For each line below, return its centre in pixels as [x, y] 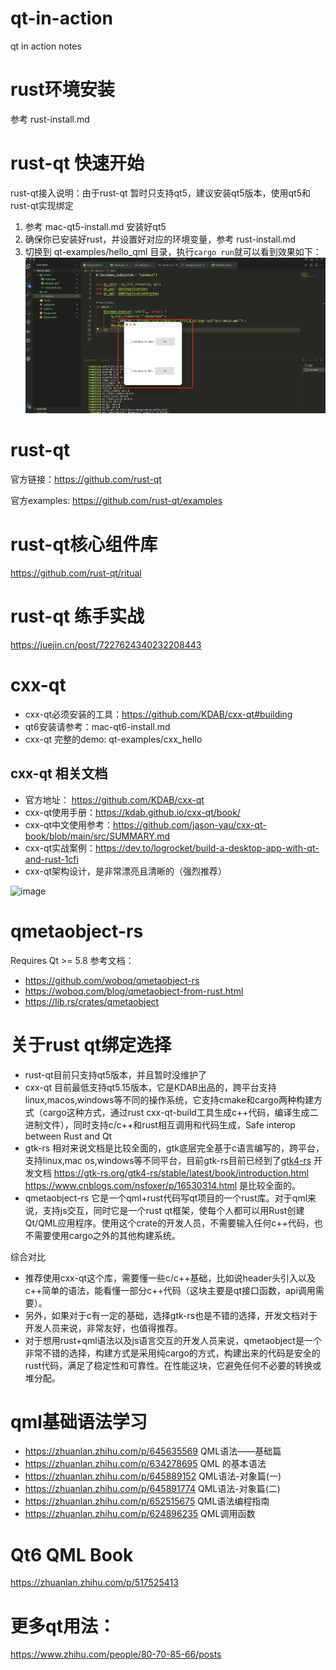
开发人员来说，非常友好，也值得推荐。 [103, 1328]
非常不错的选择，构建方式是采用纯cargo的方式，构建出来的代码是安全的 [172, 1353]
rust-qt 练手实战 [77, 616]
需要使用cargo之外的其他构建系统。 [107, 1235]
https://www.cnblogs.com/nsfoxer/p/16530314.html [131, 1185]
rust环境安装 [62, 89]
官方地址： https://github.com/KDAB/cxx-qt [114, 799]
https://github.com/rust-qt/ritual [76, 573]
